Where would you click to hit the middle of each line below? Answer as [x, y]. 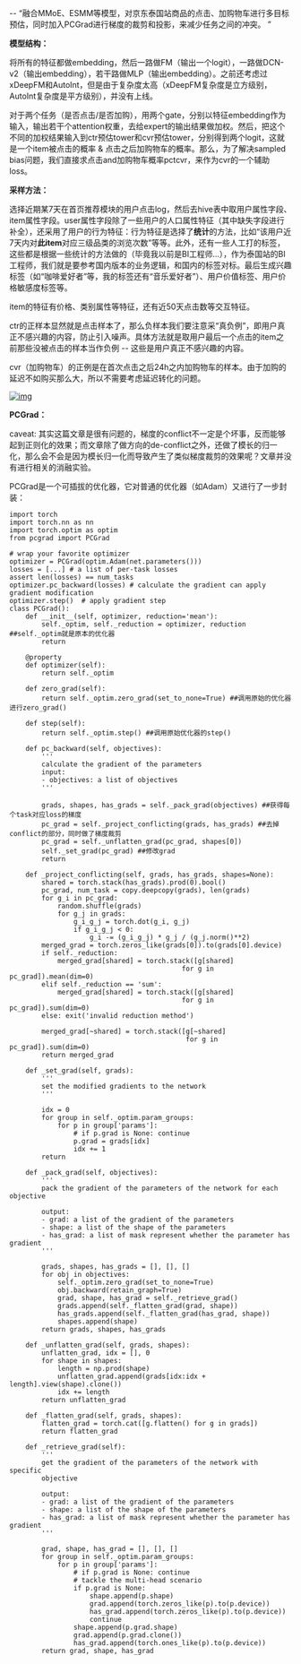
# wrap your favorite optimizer [69, 554]
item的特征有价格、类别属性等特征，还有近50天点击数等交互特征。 [132, 306]
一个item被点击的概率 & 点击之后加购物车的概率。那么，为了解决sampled [151, 149]
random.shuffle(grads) [99, 906]
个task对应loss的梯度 [46, 815]
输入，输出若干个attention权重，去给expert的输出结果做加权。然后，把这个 [147, 126]
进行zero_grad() [38, 708]
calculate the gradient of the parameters [122, 764]
